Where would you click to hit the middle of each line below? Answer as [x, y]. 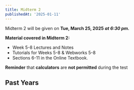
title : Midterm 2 [23, 10]
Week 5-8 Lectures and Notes [43, 47]
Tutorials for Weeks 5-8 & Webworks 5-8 [54, 53]
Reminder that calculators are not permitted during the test [67, 67]
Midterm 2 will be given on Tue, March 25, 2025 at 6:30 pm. [67, 28]
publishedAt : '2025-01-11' [33, 14]
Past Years [22, 82]
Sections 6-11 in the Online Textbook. [50, 58]
